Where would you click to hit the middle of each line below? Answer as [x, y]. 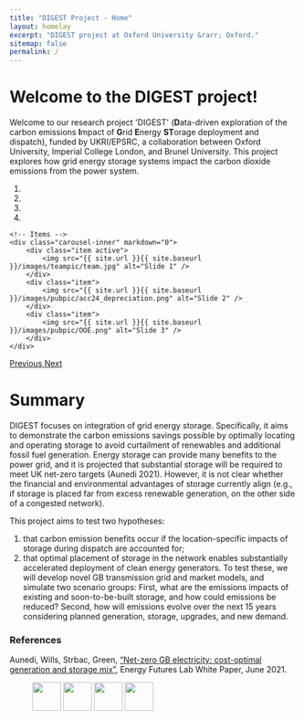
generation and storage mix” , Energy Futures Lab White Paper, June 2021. [148, 670]
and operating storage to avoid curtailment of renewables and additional [145, 445]
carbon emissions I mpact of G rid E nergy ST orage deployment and [134, 132]
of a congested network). [57, 503]
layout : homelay [40, 26]
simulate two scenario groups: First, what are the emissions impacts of [156, 587]
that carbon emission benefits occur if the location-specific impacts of [155, 539]
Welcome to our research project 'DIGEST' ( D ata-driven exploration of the [148, 122]
